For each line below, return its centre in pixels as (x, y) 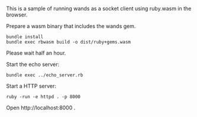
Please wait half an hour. (36, 53)
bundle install (25, 37)
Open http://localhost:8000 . (41, 108)
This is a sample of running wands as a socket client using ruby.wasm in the (99, 9)
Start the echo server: (33, 64)
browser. (17, 15)
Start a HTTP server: (31, 86)
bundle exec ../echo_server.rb (45, 75)
